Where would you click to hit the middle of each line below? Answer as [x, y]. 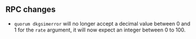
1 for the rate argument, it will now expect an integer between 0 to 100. [100, 30]
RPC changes [31, 10]
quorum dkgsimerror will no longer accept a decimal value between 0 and [102, 23]
